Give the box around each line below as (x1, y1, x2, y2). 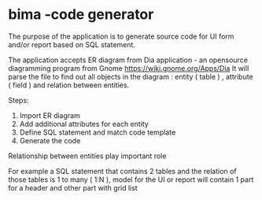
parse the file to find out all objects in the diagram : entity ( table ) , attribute (8, 72, 253, 81)
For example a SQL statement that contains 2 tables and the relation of (8, 166, 238, 176)
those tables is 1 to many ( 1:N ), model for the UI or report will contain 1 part (8, 175, 254, 184)
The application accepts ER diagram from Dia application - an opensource (8, 55, 248, 65)
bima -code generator (8, 6, 154, 24)
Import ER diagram (19, 110, 80, 120)
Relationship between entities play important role (8, 151, 167, 161)
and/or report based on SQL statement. (8, 39, 136, 49)
